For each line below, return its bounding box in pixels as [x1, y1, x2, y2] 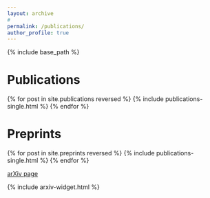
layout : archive [7, 10, 54, 17]
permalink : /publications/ [7, 23, 85, 30]
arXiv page [7, 170, 39, 178]
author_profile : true [7, 29, 70, 36]
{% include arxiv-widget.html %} [7, 183, 100, 191]
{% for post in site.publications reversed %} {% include [7, 95, 164, 103]
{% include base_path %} [7, 48, 80, 56]
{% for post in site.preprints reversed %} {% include [7, 149, 155, 157]
